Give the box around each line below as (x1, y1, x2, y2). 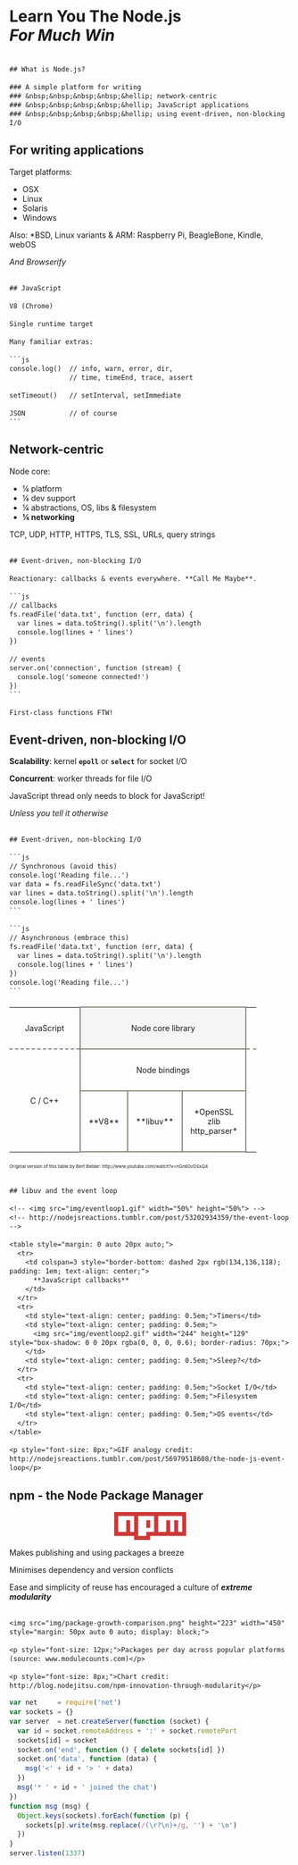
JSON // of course (9, 408, 118, 417)
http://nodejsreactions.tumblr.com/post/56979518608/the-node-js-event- (9, 1455, 286, 1464)
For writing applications (9, 143, 145, 158)
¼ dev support (21, 492, 76, 503)
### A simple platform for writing (9, 82, 142, 91)
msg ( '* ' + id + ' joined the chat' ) (17, 1783, 158, 1793)
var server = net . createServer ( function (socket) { (9, 1717, 210, 1726)
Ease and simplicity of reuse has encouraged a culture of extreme (9, 1582, 252, 1592)
